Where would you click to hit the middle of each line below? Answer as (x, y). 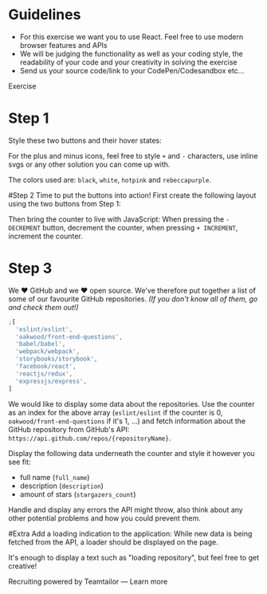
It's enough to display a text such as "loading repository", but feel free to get (134, 557)
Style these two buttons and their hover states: (85, 140)
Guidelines (45, 15)
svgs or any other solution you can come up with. (89, 164)
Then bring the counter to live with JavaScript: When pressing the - (119, 219)
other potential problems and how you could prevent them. (104, 518)
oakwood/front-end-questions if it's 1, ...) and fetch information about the (127, 421)
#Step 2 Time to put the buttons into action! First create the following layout (132, 195)
